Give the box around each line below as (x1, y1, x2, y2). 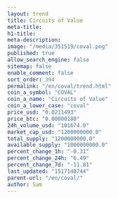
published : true (7, 50, 55, 57)
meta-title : (7, 23, 42, 30)
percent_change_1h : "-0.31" (7, 148, 90, 155)
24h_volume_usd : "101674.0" (7, 121, 90, 129)
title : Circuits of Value (7, 17, 83, 24)
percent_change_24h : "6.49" (7, 155, 90, 162)
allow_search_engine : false (7, 56, 90, 64)
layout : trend (7, 10, 49, 18)
